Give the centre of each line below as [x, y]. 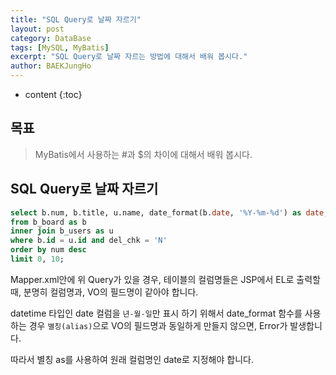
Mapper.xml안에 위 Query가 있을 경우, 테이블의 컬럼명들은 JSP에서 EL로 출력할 [165, 279]
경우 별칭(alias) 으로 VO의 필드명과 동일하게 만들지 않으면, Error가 [158, 325]
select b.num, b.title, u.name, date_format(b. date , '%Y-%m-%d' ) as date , [169, 212]
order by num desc [48, 250]
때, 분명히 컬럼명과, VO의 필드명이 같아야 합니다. [104, 292]
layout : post [37, 29]
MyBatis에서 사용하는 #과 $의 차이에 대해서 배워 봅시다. [143, 154]
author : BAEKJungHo [51, 66]
